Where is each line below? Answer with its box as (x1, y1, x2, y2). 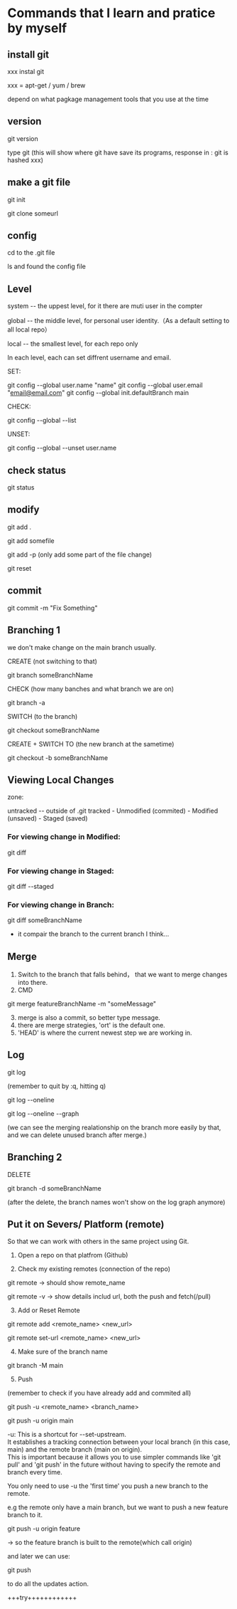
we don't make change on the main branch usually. (7, 643, 157, 652)
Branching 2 (7, 1151, 62, 1164)
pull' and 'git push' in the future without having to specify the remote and (7, 1460, 221, 1469)
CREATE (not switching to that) (7, 657, 98, 665)
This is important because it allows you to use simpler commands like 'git (7, 1453, 221, 1462)
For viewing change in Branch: (7, 900, 115, 909)
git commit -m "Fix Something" (7, 603, 98, 612)
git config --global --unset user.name (7, 443, 117, 453)
